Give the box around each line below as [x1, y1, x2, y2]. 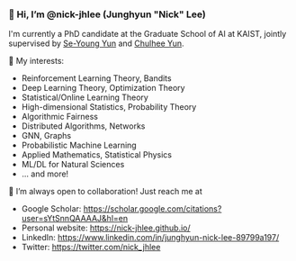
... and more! [21, 168, 69, 179]
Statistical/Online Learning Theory [21, 92, 149, 103]
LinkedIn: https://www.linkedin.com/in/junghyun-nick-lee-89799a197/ [21, 232, 280, 243]
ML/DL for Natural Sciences [21, 159, 125, 170]
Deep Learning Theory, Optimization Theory [21, 83, 185, 94]
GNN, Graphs [21, 130, 72, 141]
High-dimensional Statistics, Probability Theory [21, 102, 197, 112]
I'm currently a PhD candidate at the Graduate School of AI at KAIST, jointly [8, 29, 287, 40]
